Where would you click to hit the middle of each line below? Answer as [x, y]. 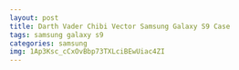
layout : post [34, 18]
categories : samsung [49, 43]
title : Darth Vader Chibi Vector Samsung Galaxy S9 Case [120, 26]
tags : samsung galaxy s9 [57, 35]
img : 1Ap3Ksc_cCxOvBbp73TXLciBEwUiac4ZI [88, 52]
